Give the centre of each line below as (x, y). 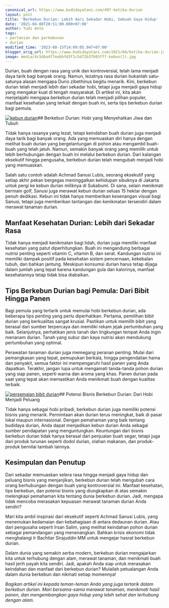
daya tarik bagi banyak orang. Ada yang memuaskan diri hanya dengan (79, 138)
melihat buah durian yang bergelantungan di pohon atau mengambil (75, 144)
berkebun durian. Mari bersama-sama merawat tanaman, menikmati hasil (82, 589)
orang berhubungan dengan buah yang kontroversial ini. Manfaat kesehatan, (84, 485)
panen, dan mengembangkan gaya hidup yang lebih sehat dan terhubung (82, 594)
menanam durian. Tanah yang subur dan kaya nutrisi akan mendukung (78, 337)
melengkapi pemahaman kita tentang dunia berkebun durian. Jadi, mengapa (84, 496)
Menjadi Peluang (23, 400)
